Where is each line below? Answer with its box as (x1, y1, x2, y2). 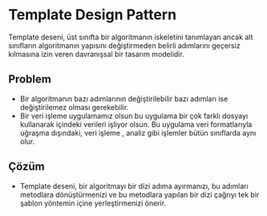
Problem (8, 72, 52, 86)
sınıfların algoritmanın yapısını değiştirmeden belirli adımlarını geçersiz (8, 40, 241, 50)
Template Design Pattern (8, 6, 177, 24)
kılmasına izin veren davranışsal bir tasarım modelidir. (8, 49, 184, 59)
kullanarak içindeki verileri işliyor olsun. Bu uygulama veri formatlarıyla (19, 119, 253, 129)
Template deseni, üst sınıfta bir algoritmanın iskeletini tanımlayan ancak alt (8, 32, 253, 42)
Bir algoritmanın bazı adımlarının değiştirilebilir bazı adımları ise (19, 94, 229, 104)
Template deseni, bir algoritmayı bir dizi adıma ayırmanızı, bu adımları (19, 181, 249, 190)
